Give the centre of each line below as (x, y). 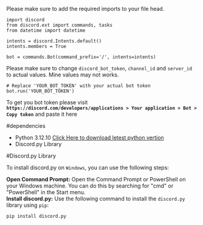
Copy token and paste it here (42, 114)
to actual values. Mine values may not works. (63, 75)
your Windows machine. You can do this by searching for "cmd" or (90, 186)
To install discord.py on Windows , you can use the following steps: (88, 167)
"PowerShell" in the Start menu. (46, 192)
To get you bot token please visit (47, 102)
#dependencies (26, 126)
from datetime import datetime (46, 30)
